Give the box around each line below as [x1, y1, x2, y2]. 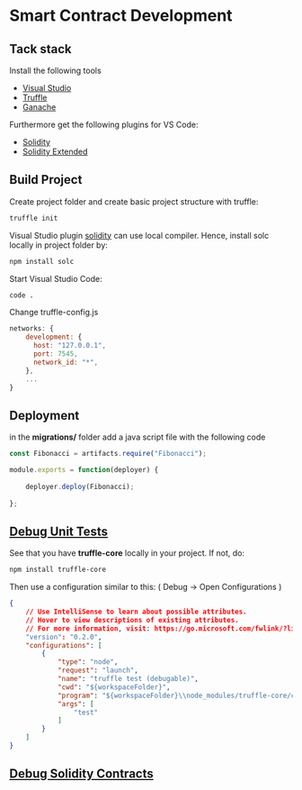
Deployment [9, 407, 80, 423]
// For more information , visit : [25, 623, 151, 633]
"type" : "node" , [57, 658, 119, 667]
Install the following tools [9, 65, 102, 76]
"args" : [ [57, 699, 94, 708]
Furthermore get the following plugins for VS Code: [9, 119, 199, 130]
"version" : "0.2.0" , [25, 632, 102, 641]
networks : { [9, 324, 54, 333]
